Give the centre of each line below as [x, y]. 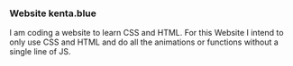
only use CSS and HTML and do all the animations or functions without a [144, 42]
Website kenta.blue [53, 13]
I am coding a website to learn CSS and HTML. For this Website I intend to [146, 33]
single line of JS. [40, 52]
